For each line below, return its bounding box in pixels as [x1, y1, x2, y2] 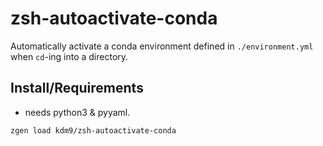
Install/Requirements [10, 80, 144, 97]
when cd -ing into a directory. [10, 50, 129, 62]
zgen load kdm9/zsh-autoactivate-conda [10, 125, 177, 136]
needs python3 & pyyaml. [24, 106, 131, 118]
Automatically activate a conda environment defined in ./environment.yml [10, 40, 314, 52]
